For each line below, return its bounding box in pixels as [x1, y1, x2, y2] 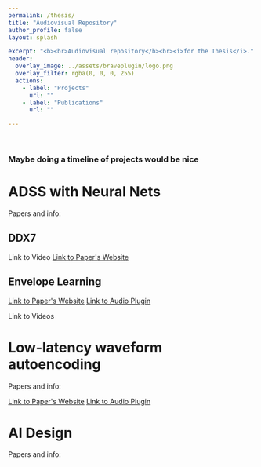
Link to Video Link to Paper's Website [8, 252, 129, 261]
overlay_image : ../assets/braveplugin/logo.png [15, 62, 174, 71]
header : [8, 55, 34, 63]
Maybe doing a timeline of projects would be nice [8, 154, 199, 165]
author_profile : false [8, 26, 82, 34]
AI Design [8, 424, 73, 442]
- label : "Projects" [22, 84, 89, 92]
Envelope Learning [8, 275, 102, 289]
